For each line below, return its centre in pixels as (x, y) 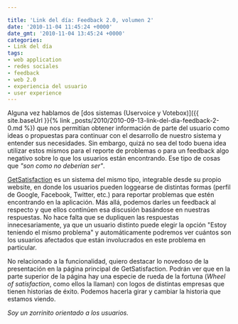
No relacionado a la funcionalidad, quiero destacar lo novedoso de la (108, 261)
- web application (34, 60)
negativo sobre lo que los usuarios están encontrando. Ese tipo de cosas (114, 158)
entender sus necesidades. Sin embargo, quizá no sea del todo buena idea (117, 144)
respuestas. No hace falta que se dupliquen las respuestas (93, 217)
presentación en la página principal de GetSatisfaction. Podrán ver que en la (119, 269)
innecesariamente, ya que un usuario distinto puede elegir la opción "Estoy (117, 225)
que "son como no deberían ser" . (56, 166)
